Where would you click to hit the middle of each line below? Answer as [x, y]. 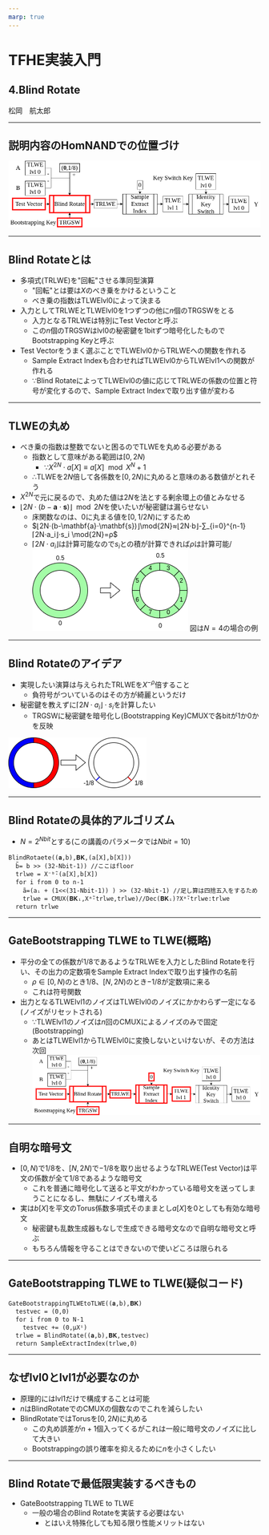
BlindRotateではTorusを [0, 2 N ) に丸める [84, 1418]
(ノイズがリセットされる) [61, 1012]
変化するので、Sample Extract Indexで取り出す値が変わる [141, 391]
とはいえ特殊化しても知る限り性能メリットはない [124, 1523]
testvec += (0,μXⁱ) [55, 1327]
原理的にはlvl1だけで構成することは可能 [85, 1398]
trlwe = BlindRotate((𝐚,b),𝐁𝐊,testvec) [82, 1335]
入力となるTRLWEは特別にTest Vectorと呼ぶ [105, 321]
